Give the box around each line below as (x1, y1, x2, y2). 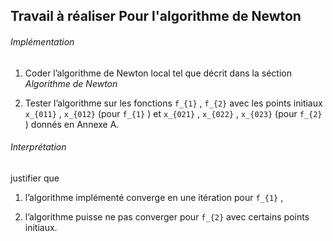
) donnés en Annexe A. (24, 118, 120, 130)
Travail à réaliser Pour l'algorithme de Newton (10, 8, 302, 25)
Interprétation (10, 141, 67, 153)
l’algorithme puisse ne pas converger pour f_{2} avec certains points (24, 210, 310, 223)
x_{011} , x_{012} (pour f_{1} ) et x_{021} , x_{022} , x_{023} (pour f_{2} (24, 107, 323, 119)
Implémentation (10, 35, 75, 48)
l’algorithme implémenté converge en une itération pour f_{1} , (24, 191, 284, 203)
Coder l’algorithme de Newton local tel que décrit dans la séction (24, 67, 292, 79)
